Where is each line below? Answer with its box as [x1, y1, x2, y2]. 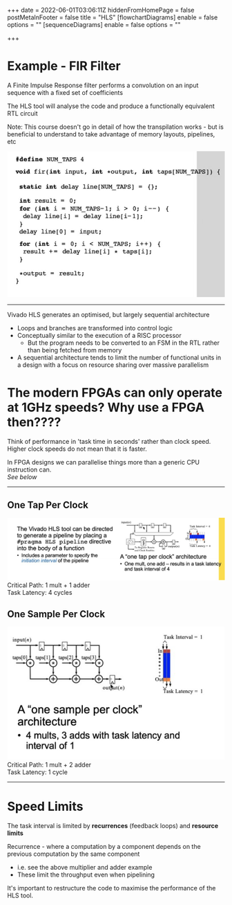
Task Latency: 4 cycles [7, 588, 72, 596]
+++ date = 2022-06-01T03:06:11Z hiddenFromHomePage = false [7, 6, 195, 14]
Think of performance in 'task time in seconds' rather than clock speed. [7, 437, 211, 445]
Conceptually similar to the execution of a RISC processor [17, 331, 182, 339]
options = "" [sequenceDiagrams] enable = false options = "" [7, 21, 181, 28]
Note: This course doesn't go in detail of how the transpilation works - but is [7, 123, 224, 131]
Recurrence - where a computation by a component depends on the [7, 843, 202, 850]
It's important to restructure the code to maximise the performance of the [7, 884, 216, 892]
